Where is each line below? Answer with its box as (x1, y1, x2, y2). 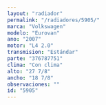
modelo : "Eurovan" (7, 29, 60, 37)
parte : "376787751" (7, 55, 63, 62)
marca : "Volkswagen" (7, 23, 67, 30)
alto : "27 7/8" (7, 68, 51, 75)
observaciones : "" (7, 81, 60, 88)
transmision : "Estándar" (7, 49, 78, 56)
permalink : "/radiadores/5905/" (7, 17, 100, 23)
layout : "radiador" (7, 10, 63, 17)
